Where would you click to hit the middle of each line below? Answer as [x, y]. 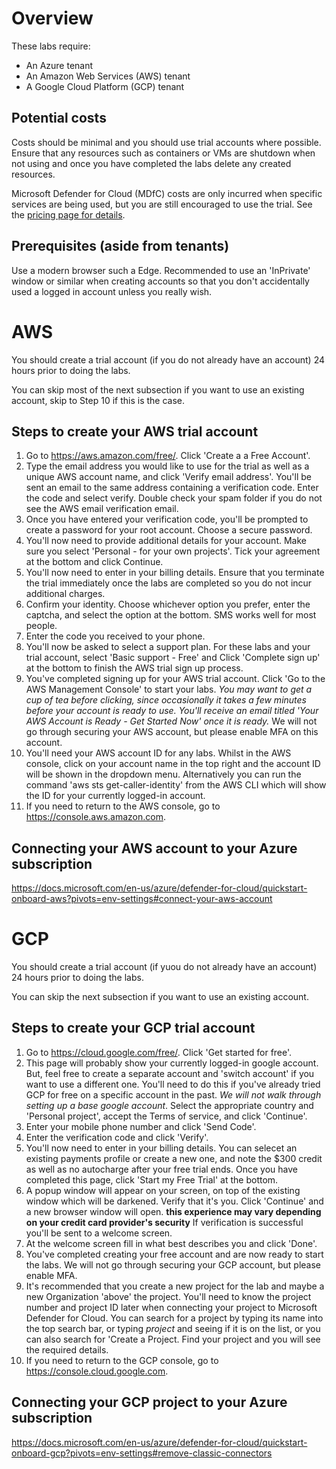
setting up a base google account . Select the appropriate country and [169, 1105]
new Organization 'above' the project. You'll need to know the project [168, 1296]
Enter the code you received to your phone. [115, 636]
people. [41, 626]
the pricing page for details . [68, 214]
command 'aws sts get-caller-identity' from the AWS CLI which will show [176, 785]
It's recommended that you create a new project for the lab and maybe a [175, 1286]
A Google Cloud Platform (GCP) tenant [105, 86]
